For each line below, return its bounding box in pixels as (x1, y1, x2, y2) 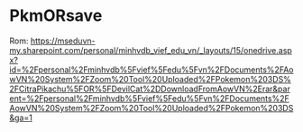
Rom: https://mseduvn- (9, 35, 96, 46)
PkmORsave (9, 5, 103, 26)
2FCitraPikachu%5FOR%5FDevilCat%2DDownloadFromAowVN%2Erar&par (9, 83, 290, 94)
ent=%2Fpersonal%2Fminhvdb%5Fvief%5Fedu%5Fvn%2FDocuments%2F (9, 92, 290, 104)
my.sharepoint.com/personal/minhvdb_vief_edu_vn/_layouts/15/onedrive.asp (9, 44, 293, 55)
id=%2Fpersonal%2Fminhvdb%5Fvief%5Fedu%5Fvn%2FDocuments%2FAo (9, 64, 294, 75)
